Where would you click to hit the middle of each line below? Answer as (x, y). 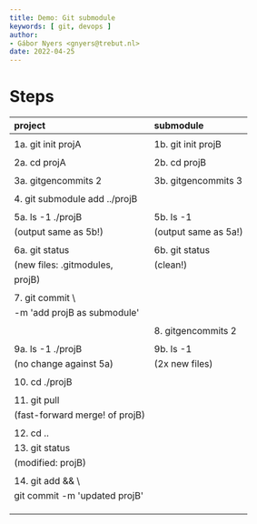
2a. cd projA (40, 163)
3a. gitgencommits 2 (58, 181)
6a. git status (42, 250)
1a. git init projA (48, 145)
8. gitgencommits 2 (195, 331)
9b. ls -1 (173, 349)
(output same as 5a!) (198, 232)
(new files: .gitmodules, (64, 265)
